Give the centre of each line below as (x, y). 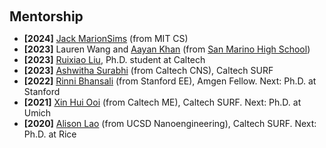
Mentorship (46, 16)
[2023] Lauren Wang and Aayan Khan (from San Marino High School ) (167, 49)
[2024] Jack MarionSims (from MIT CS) (106, 38)
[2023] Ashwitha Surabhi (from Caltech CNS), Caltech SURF (148, 70)
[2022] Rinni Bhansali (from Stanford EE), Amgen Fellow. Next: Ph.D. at (170, 81)
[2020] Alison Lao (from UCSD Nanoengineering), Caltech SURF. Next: (170, 123)
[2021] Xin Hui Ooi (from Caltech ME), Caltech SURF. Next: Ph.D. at (162, 102)
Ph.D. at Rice (50, 134)
